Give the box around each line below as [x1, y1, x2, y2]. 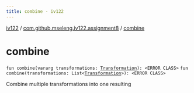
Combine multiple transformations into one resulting [6, 80, 131, 87]
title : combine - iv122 [6, 8, 64, 15]
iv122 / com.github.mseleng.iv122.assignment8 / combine [6, 24, 145, 31]
